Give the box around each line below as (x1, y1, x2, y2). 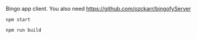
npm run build (5, 27, 42, 33)
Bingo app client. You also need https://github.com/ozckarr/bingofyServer (5, 5, 192, 12)
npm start (5, 17, 31, 23)
